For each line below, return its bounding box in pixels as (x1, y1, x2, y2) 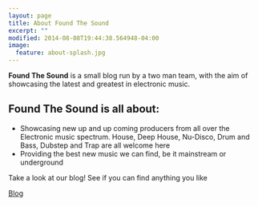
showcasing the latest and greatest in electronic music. (8, 79, 191, 89)
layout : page (8, 11, 52, 20)
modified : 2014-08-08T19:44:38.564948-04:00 (8, 34, 159, 42)
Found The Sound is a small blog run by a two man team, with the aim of (8, 71, 248, 80)
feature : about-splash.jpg (15, 49, 106, 57)
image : (8, 42, 30, 50)
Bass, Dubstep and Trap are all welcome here (19, 141, 171, 150)
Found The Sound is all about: (8, 102, 160, 116)
